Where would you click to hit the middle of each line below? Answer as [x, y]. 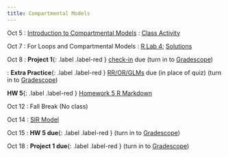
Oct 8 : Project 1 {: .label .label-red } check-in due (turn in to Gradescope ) [110, 59]
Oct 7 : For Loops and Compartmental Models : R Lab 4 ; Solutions [100, 46]
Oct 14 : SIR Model [33, 119]
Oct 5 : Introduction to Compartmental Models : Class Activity [94, 33]
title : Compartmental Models [49, 13]
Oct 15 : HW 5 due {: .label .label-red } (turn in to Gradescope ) [93, 132]
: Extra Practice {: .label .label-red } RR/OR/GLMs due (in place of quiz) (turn [114, 72]
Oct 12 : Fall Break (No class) [48, 106]
